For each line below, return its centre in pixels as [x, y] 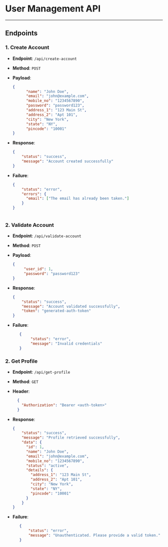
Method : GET [25, 381]
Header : [21, 391]
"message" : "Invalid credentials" [66, 343]
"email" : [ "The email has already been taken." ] [77, 199]
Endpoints [21, 33]
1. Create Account [27, 47]
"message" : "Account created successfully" [67, 161]
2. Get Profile [21, 361]
